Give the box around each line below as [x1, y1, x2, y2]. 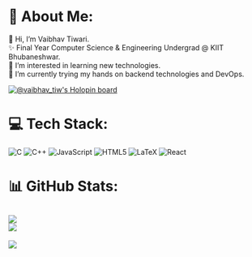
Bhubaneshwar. [8, 52, 61, 62]
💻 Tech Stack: [8, 115, 109, 133]
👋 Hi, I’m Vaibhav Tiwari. [8, 34, 90, 44]
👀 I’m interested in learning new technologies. [8, 60, 160, 70]
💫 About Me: [8, 7, 94, 26]
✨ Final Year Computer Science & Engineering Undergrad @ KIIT [8, 42, 224, 52]
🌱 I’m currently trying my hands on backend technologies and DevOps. [8, 69, 245, 79]
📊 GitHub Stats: [8, 178, 119, 195]
